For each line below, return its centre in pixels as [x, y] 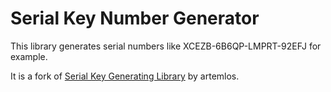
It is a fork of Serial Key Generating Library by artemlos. [125, 76]
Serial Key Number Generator [135, 18]
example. [29, 56]
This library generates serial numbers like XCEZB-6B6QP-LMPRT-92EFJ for [166, 46]
